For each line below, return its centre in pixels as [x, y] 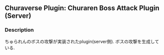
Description [19, 30]
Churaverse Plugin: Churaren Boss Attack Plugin [82, 8]
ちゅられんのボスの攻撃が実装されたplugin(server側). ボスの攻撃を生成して [82, 41]
